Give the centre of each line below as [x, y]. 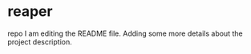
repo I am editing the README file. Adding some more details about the [125, 33]
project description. [40, 41]
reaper [30, 12]
